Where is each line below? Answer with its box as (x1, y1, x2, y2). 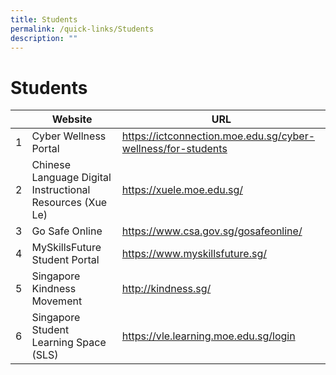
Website (51, 112, 93, 126)
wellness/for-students (121, 142, 228, 156)
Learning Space (31, 336, 107, 350)
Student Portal (31, 253, 100, 267)
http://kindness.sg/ (121, 282, 212, 296)
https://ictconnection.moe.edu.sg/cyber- (121, 129, 316, 143)
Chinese (31, 158, 71, 172)
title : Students (10, 14, 78, 25)
